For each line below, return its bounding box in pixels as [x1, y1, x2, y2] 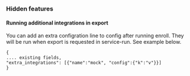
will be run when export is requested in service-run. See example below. [6, 39, 181, 46]
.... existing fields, [6, 55, 62, 61]
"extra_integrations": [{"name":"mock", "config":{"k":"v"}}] [6, 60, 162, 66]
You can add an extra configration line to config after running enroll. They [6, 32, 184, 39]
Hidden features [6, 5, 54, 13]
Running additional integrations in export [6, 19, 109, 26]
